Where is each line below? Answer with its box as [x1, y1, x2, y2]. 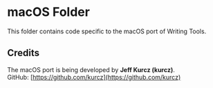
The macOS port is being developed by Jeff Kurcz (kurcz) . [7, 65, 175, 73]
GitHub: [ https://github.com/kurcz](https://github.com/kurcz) [7, 73, 181, 81]
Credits [7, 47, 40, 59]
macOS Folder [7, 4, 90, 20]
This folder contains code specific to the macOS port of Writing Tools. [7, 27, 207, 35]
